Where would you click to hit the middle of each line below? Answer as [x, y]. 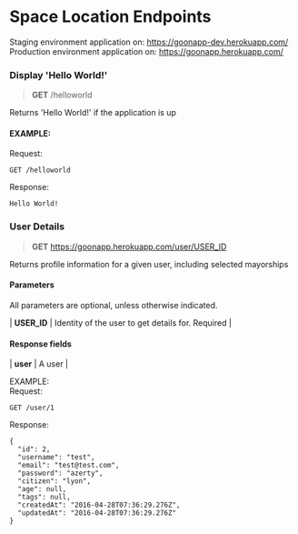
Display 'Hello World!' [59, 75]
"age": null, [42, 489]
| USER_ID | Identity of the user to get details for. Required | [120, 322]
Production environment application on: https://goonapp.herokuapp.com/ [146, 51]
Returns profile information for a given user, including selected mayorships [149, 264]
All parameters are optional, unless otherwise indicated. [114, 305]
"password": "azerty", [60, 474]
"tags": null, [44, 498]
